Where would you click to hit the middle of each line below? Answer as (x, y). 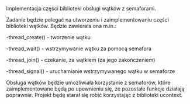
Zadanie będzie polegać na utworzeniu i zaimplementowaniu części (88, 20)
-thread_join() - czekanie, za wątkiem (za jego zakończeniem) (81, 60)
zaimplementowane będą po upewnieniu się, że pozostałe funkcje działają (95, 89)
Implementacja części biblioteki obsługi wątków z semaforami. (81, 8)
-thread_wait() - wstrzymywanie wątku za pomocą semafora (79, 48)
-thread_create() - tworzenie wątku (48, 37)
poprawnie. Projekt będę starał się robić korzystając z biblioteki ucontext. (94, 95)
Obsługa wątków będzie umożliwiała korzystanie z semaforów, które (88, 82)
